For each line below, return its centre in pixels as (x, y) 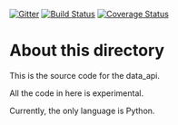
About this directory (87, 51)
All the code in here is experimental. (76, 93)
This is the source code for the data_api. (85, 75)
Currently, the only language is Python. (82, 111)
